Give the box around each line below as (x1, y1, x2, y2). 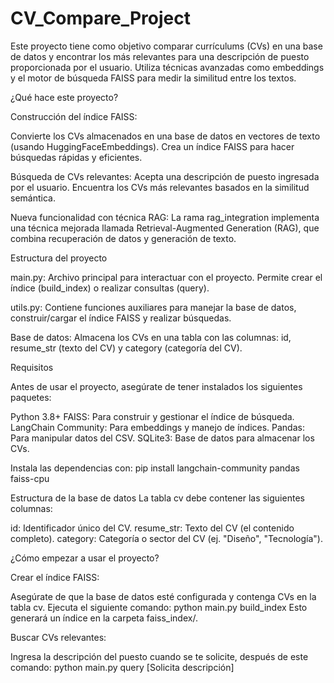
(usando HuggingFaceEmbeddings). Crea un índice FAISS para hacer (10, 140, 295, 152)
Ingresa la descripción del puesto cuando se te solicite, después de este (10, 650, 309, 662)
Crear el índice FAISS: (10, 571, 100, 583)
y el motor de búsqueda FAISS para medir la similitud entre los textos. (10, 72, 297, 84)
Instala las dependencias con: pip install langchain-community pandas (10, 462, 300, 474)
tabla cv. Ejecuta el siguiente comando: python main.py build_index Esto (10, 601, 308, 613)
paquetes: (10, 391, 52, 403)
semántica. (10, 192, 56, 204)
